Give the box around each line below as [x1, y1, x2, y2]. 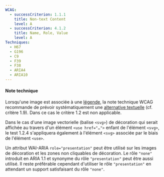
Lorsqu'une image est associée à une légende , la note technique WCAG [5, 99, 153, 105]
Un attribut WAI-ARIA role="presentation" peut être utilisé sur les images [5, 145, 156, 151]
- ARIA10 [9, 72, 28, 77]
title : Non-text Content [14, 16, 66, 21]
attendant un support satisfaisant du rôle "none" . [5, 166, 105, 172]
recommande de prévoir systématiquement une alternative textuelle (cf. [5, 104, 152, 110]
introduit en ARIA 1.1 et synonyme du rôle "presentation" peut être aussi [5, 155, 153, 161]
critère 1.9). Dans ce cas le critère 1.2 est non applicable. [5, 109, 122, 115]
